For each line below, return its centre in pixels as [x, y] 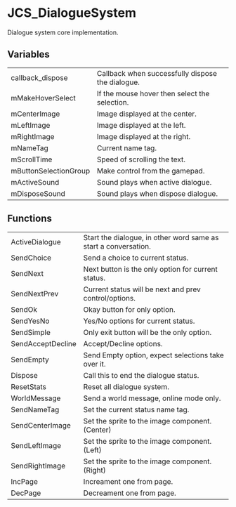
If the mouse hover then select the [153, 93]
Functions [30, 219]
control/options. [109, 298]
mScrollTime [32, 159]
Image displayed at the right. [144, 136]
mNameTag [30, 147]
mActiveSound [35, 182]
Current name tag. [126, 147]
